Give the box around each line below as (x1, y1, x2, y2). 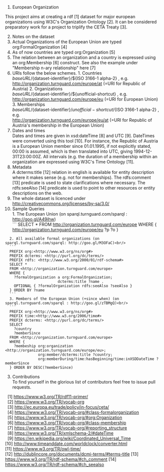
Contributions (12, 374, 40, 380)
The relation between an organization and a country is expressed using (12, 55, 156, 60)
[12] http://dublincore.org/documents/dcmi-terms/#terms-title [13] (5, 451, 139, 457)
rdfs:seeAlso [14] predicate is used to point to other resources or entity (12, 185, 155, 191)
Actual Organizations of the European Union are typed (12, 39, 122, 45)
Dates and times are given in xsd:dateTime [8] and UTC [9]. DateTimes (12, 133, 155, 139)
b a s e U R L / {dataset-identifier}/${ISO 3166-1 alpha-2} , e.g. (12, 76, 129, 81)
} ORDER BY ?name (9, 288, 45, 293)
